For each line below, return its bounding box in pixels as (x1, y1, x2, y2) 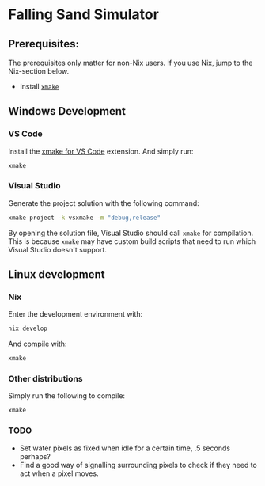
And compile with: (8, 339, 67, 349)
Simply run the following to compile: (8, 391, 125, 401)
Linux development (8, 268, 105, 282)
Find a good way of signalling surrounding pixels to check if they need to (19, 460, 257, 469)
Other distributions (8, 374, 83, 385)
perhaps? (19, 451, 51, 461)
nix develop (8, 325, 47, 333)
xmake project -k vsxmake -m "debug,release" (8, 214, 161, 222)
